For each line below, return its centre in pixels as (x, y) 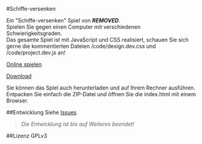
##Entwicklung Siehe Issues (41, 112)
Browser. (17, 100)
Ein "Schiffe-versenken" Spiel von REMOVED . (64, 20)
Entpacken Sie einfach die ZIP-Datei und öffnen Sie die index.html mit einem (101, 94)
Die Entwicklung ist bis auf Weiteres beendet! (78, 124)
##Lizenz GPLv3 (27, 136)
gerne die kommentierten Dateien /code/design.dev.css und (81, 46)
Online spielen (24, 64)
